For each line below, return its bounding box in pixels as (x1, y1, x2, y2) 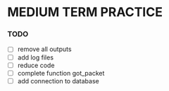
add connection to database (17, 76, 100, 85)
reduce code (17, 61, 55, 69)
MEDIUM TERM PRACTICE (7, 4, 163, 20)
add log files (17, 53, 54, 62)
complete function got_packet (17, 69, 105, 77)
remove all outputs (17, 45, 72, 53)
